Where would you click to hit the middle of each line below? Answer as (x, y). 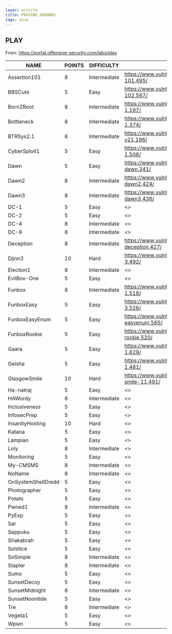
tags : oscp (17, 20)
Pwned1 (18, 507)
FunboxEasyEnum (29, 320)
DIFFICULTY (104, 66)
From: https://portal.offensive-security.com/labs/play (61, 53)
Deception (20, 244)
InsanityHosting (27, 423)
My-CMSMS (23, 465)
